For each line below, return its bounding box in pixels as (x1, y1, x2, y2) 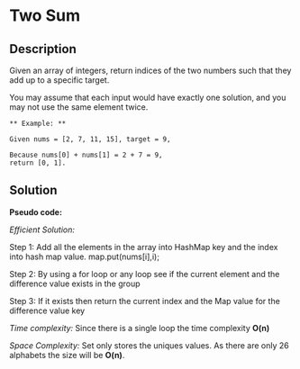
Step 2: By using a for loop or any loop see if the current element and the (9, 268, 280, 279)
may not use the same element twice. (9, 102, 149, 112)
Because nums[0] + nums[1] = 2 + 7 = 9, (9, 150, 164, 159)
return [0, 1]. (9, 158, 67, 167)
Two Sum (9, 5, 81, 26)
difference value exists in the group (9, 278, 141, 289)
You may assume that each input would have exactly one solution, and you (9, 92, 286, 103)
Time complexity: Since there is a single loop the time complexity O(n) (9, 322, 270, 333)
